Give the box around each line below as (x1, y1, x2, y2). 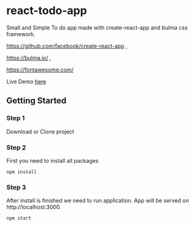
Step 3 (6, 183, 26, 192)
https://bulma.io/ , (6, 54, 52, 61)
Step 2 (6, 143, 26, 152)
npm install (6, 169, 37, 175)
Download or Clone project (6, 128, 75, 135)
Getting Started (6, 95, 67, 106)
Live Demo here (6, 78, 47, 85)
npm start (6, 215, 32, 221)
